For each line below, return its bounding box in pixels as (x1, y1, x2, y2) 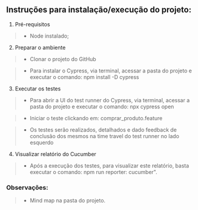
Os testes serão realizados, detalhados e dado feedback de (29, 126, 177, 133)
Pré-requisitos (14, 20, 50, 28)
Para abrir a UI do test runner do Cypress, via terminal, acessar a (29, 96, 190, 104)
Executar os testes (14, 85, 61, 92)
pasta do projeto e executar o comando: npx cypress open (29, 103, 175, 110)
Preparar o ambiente (14, 44, 66, 51)
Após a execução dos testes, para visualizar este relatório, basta (29, 162, 190, 169)
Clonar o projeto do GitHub (29, 55, 97, 62)
